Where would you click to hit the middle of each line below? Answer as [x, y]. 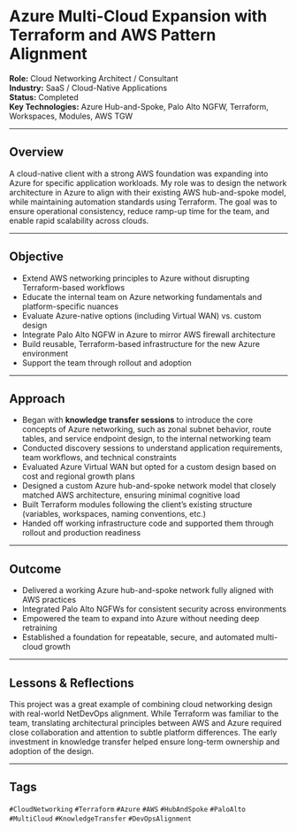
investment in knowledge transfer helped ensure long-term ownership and [145, 742]
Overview [37, 152]
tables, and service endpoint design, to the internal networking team [146, 439]
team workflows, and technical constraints [99, 458]
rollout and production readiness [81, 533]
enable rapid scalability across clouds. [79, 220]
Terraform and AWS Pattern [113, 35]
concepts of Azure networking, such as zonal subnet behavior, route [147, 429]
